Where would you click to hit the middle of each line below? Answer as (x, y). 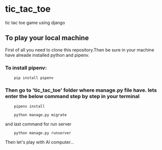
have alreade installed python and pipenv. (47, 55)
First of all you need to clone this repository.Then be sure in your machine (80, 50)
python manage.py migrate (40, 115)
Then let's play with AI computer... (40, 142)
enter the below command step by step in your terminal (72, 96)
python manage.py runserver (42, 133)
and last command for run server (38, 124)
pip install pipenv (34, 78)
